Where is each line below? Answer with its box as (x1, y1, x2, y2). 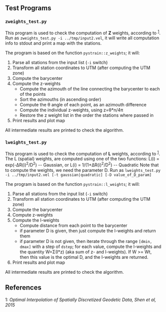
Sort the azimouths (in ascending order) (19, 96, 102, 102)
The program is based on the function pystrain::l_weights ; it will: (5, 181, 140, 187)
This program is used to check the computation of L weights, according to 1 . (5, 150, 160, 156)
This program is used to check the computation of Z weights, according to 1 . (5, 29, 161, 36)
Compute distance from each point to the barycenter (19, 222, 128, 228)
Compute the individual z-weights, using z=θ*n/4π (19, 107, 123, 113)
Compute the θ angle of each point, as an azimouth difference (19, 102, 147, 108)
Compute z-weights (12, 212, 53, 218)
